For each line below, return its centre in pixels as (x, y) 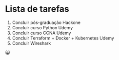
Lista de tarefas (37, 9)
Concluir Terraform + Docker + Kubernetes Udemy (63, 38)
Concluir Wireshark (31, 43)
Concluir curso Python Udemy (42, 27)
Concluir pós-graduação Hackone (46, 22)
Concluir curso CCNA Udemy (41, 33)
